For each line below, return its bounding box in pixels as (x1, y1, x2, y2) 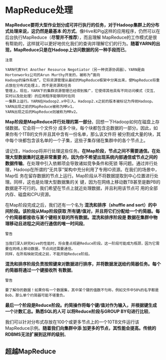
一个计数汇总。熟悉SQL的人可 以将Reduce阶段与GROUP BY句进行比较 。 (5, 308, 153, 314)
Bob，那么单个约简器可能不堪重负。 (5, 292, 67, 298)
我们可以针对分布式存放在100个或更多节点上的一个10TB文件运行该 (5, 319, 140, 325)
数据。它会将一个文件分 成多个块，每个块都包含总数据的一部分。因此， (9, 125, 154, 131)
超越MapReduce (5, 347, 56, 356)
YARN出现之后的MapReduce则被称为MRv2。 (5, 109, 80, 114)
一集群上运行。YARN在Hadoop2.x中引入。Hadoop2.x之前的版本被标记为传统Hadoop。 (5, 99, 156, 104)
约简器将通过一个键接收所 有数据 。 (5, 267, 76, 273)
